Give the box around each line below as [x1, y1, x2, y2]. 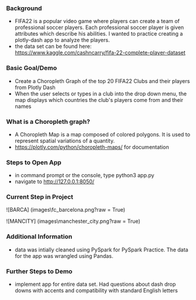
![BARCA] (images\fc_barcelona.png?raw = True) [6, 206, 126, 213]
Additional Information [6, 232, 73, 241]
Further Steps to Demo [6, 267, 73, 275]
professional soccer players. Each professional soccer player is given [14, 24, 184, 31]
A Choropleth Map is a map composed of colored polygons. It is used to [14, 130, 191, 138]
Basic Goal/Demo [6, 64, 57, 72]
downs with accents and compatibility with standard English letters [14, 287, 178, 294]
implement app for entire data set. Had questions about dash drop [14, 280, 176, 288]
